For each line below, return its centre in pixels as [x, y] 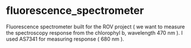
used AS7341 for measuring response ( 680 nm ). [65, 39]
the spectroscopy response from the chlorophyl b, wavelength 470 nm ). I [94, 32]
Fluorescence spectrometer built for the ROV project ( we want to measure [95, 27]
